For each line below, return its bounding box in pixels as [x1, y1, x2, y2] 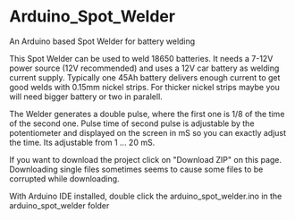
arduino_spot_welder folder [9, 199, 110, 211]
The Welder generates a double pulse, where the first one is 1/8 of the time [9, 108, 285, 119]
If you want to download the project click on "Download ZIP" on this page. [9, 154, 282, 165]
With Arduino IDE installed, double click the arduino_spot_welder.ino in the [9, 190, 282, 201]
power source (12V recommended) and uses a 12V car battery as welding [9, 63, 280, 73]
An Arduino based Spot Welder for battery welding [9, 36, 196, 47]
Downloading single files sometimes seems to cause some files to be [9, 164, 264, 174]
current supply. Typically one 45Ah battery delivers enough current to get [9, 72, 281, 82]
